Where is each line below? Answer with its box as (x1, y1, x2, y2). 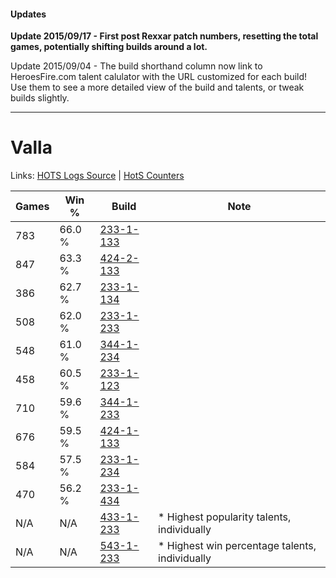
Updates (10, 8, 47, 20)
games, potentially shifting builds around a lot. (10, 41, 208, 53)
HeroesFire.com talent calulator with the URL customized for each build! (10, 71, 308, 83)
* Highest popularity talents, (158, 510, 292, 524)
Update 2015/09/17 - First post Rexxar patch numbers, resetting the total (10, 30, 319, 42)
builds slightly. (10, 92, 70, 104)
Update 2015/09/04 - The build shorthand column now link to (10, 60, 263, 72)
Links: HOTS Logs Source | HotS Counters (10, 170, 185, 182)
